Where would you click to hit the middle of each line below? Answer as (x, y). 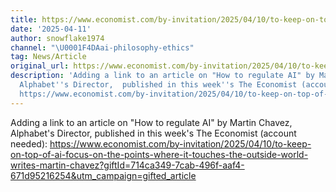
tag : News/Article (48, 57)
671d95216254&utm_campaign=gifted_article (103, 175)
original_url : (40, 66)
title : (24, 19)
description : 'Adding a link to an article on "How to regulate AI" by (162, 76)
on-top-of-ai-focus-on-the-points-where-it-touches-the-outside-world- (159, 154)
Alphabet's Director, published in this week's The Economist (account (153, 133)
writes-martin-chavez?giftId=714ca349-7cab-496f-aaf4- (127, 165)
